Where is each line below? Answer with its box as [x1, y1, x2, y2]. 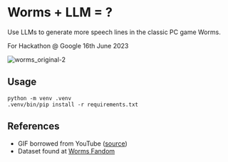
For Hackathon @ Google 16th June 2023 [7, 41, 129, 50]
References [7, 120, 60, 132]
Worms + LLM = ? [7, 4, 113, 21]
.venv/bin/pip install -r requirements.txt [7, 101, 139, 108]
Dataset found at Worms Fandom [17, 146, 115, 155]
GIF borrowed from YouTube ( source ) [17, 139, 128, 148]
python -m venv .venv [7, 94, 72, 102]
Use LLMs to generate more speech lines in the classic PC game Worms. [7, 28, 221, 36]
